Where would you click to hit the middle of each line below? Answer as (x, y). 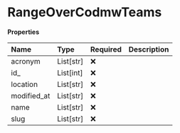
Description (149, 49)
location (24, 84)
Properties (23, 32)
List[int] (70, 73)
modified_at (31, 96)
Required (106, 49)
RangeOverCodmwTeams (85, 12)
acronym (26, 61)
